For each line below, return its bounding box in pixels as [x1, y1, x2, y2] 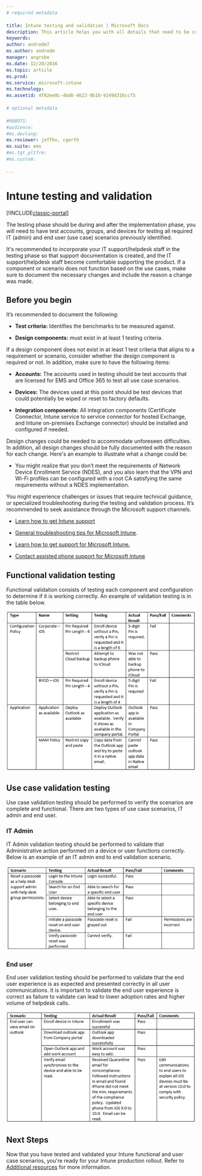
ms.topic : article [6, 67, 52, 73]
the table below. [6, 599, 46, 606]
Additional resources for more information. [6, 1163, 112, 1171]
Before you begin [6, 294, 72, 305]
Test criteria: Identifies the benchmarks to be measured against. [14, 323, 176, 330]
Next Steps [6, 1134, 49, 1145]
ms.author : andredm [6, 48, 55, 54]
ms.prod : [6, 73, 28, 80]
